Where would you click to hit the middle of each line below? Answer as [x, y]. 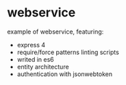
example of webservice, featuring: [55, 32]
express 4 [31, 45]
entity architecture [43, 66]
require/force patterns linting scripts [68, 52]
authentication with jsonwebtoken [65, 74]
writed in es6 [35, 59]
